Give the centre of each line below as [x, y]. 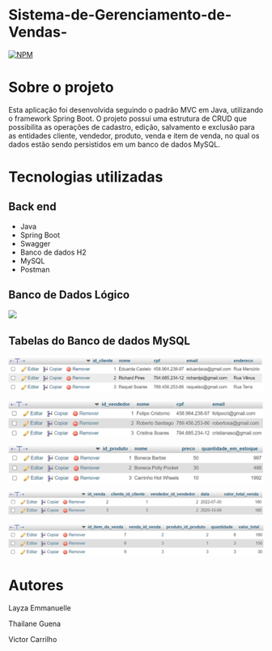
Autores [36, 585]
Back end [32, 207]
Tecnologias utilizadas [86, 177]
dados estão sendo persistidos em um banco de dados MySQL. [114, 144]
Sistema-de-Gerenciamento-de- [120, 15]
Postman [35, 269]
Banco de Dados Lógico [69, 295]
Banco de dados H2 [53, 252]
